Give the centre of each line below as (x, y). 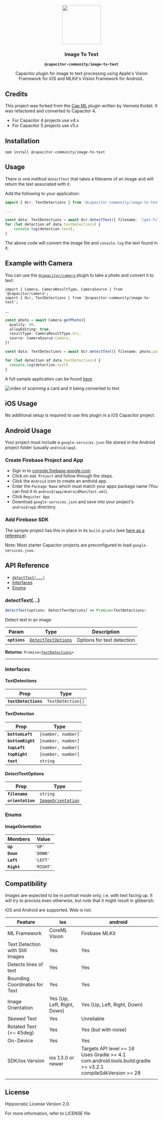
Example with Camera (39, 263)
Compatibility (26, 884)
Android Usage (28, 430)
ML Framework (25, 933)
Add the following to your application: (42, 193)
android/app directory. (34, 507)
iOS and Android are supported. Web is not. (49, 910)
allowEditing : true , (30, 329)
